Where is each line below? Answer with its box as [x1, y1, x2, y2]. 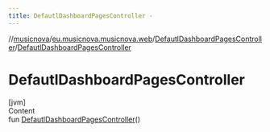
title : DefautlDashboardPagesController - [8, 11, 153, 20]
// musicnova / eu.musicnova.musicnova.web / [8, 34, 156, 43]
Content [8, 105, 35, 115]
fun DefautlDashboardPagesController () [8, 114, 141, 124]
